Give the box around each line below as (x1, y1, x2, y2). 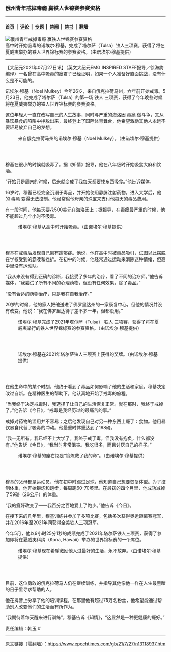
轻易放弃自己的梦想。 (9, 124, 54, 131)
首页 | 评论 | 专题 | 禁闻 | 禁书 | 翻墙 (5, 23, 89, 30)
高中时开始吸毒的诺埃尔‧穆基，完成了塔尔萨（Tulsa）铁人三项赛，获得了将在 (5, 42, 165, 48)
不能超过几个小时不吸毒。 (5, 213, 59, 219)
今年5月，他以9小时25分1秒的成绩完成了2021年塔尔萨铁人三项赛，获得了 (5, 530, 158, 536)
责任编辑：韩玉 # (5, 625, 41, 631)
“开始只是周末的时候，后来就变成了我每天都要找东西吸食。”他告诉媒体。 (5, 178, 154, 185)
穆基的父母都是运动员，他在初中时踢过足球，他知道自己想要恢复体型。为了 (5, 478, 161, 485)
